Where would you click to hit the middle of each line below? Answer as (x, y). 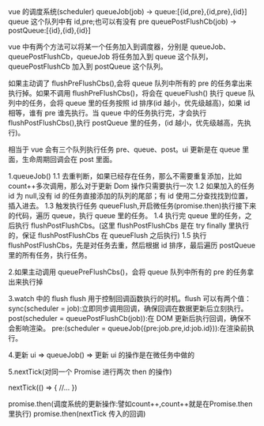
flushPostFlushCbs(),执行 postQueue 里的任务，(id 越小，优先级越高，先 (126, 123)
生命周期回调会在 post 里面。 (69, 159)
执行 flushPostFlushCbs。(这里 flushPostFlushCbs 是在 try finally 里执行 (132, 225)
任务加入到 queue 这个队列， (165, 57)
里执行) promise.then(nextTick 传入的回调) (77, 414)
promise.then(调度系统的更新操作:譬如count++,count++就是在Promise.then (130, 404)
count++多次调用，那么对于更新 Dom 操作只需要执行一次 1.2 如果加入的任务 (132, 186)
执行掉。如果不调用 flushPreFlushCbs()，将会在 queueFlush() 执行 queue (127, 93)
